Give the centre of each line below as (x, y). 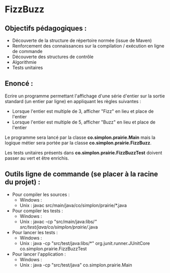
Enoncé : (19, 83)
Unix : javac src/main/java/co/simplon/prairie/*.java (73, 205)
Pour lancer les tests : (35, 232)
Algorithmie (24, 62)
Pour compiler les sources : (41, 194)
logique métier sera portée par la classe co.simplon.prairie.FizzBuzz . (78, 143)
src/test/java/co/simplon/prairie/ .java (59, 227)
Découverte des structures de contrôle (53, 57)
